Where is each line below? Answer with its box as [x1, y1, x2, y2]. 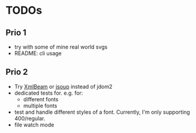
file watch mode [14, 121, 55, 128]
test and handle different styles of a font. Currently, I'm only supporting [14, 108, 190, 116]
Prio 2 [5, 67, 28, 77]
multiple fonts [23, 102, 58, 109]
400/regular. [14, 114, 46, 122]
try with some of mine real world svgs [14, 43, 108, 50]
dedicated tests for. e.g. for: [14, 89, 83, 96]
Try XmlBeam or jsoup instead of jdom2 [14, 83, 113, 90]
